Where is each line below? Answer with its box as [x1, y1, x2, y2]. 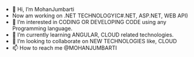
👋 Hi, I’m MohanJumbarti [12, 6, 75, 13]
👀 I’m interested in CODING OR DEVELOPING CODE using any [12, 19, 167, 25]
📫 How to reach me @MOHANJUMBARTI [12, 44, 117, 51]
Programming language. [12, 25, 73, 32]
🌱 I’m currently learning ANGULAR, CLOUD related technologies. [12, 31, 174, 38]
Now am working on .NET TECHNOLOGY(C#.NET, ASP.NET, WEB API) [12, 12, 189, 19]
